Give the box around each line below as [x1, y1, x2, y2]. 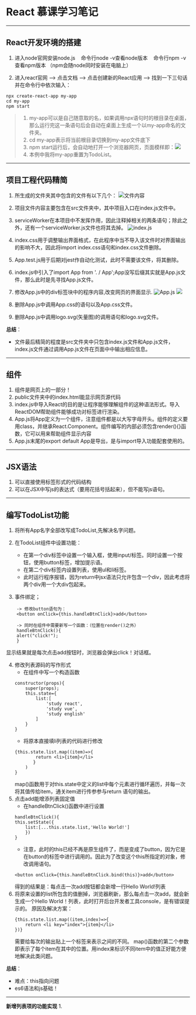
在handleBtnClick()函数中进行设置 [23, 803, 105, 810]
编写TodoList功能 [6, 510, 69, 520]
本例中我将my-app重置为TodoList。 [29, 150, 115, 158]
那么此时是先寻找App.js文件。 [24, 276, 97, 283]
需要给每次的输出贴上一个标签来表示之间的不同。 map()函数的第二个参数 [14, 938, 189, 945]
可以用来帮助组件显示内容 [30, 430, 92, 437]
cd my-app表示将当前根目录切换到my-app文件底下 [29, 136, 150, 143]
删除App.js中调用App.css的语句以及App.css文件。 [14, 301, 136, 308]
